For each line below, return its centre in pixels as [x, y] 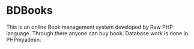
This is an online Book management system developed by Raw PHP [89, 27]
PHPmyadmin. [24, 39]
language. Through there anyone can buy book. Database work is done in [97, 33]
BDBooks [29, 10]
